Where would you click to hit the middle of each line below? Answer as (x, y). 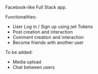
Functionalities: (21, 17)
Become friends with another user (48, 42)
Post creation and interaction (43, 32)
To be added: (19, 52)
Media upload (27, 62)
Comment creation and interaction (48, 37)
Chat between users (34, 67)
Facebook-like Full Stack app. (36, 7)
